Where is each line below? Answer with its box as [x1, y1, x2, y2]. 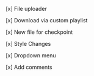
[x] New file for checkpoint [5, 28, 73, 36]
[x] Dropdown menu [5, 52, 56, 59]
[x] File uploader [5, 5, 47, 12]
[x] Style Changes [5, 40, 51, 47]
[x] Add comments [5, 63, 52, 71]
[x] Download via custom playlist [5, 17, 88, 24]
